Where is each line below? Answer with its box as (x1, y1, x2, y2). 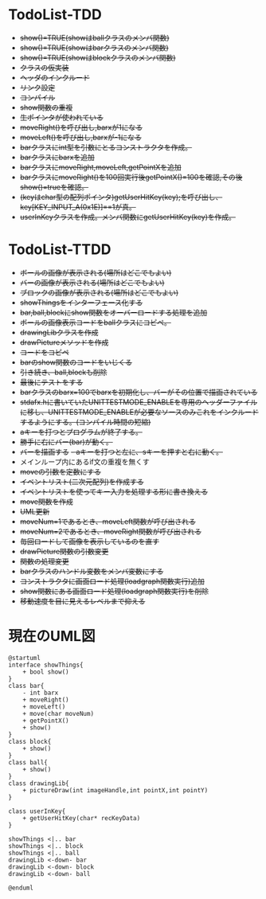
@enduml (8, 884, 34, 892)
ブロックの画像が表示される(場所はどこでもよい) (19, 287, 179, 297)
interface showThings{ (8, 661, 84, 669)
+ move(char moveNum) (22, 709, 94, 717)
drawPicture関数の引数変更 (19, 546, 109, 556)
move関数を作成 (19, 496, 73, 506)
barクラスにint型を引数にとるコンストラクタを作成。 (19, 142, 193, 152)
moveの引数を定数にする (19, 467, 102, 476)
